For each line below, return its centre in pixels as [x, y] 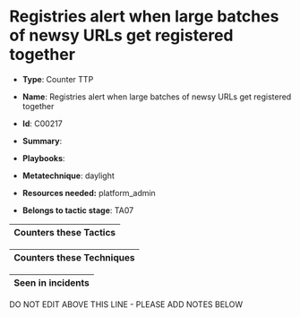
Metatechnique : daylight [68, 176]
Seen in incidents [51, 282]
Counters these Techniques [74, 257]
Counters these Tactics [65, 232]
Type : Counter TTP [58, 79]
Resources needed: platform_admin [89, 193]
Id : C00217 [42, 124]
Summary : [42, 141]
